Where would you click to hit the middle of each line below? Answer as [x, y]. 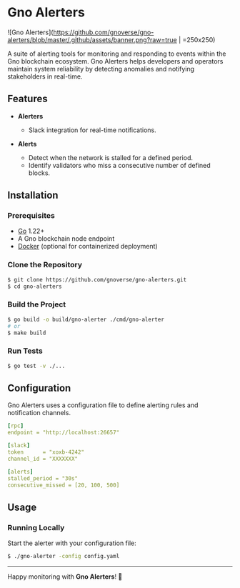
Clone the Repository [45, 265]
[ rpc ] [15, 426]
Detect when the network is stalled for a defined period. [110, 157]
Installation [33, 195]
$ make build [27, 333]
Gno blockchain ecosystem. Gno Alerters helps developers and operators [115, 61]
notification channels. [39, 413]
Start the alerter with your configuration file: [72, 543]
